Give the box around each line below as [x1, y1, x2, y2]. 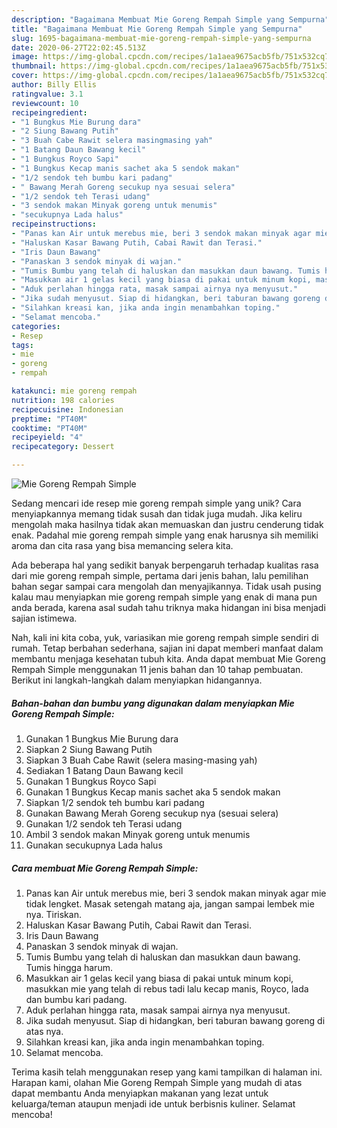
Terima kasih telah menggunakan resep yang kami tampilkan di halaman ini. [11, 1066, 323, 1078]
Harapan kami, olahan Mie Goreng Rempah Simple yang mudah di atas [11, 1076, 303, 1088]
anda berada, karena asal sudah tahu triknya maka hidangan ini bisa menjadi [11, 602, 326, 613]
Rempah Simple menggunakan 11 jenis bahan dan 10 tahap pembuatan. [11, 664, 304, 675]
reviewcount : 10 [11, 98, 79, 108]
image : [11, 52, 39, 62]
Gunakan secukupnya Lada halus [25, 839, 163, 851]
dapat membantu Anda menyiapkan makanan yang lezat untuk [11, 1087, 269, 1099]
